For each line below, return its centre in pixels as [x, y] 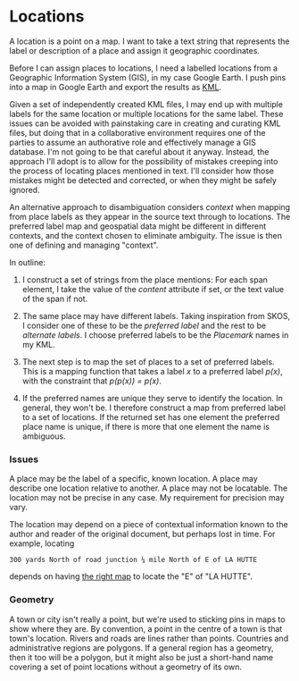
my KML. [38, 344]
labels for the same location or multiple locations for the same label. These [146, 113]
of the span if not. [55, 298]
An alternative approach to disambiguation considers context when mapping [150, 206]
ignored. [25, 189]
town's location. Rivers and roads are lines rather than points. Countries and [149, 638]
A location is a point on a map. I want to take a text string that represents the [149, 41]
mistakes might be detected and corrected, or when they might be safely [143, 180]
